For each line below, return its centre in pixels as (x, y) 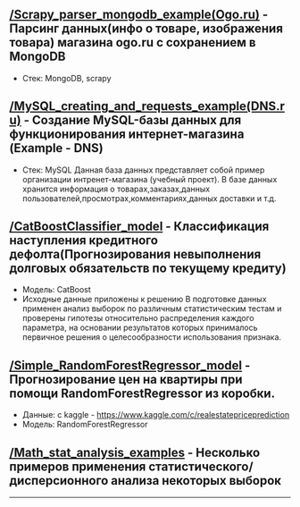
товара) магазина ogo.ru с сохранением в (133, 42)
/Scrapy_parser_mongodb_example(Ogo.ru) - (139, 15)
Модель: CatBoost (56, 290)
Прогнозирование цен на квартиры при (126, 379)
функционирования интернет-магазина (127, 135)
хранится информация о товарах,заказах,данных (116, 189)
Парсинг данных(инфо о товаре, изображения (146, 29)
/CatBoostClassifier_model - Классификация (139, 227)
